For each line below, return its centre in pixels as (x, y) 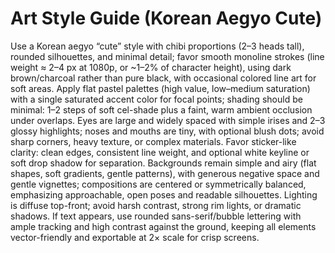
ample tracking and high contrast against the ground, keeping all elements (163, 226)
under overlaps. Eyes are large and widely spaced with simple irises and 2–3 (168, 120)
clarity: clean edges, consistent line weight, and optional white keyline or (160, 152)
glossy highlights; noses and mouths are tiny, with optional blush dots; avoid (167, 131)
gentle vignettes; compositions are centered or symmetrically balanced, (158, 184)
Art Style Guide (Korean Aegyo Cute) (166, 18)
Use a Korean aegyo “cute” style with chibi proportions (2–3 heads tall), (157, 46)
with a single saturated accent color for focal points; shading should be (156, 99)
